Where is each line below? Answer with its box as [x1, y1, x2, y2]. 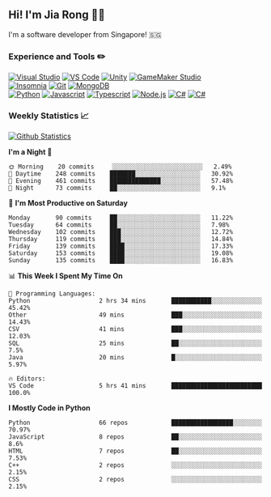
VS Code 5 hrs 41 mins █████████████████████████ [8, 382, 263, 390]
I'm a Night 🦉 [8, 147, 53, 157]
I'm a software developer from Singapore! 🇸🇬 [8, 29, 162, 39]
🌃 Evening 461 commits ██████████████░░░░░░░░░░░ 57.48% [8, 177, 233, 185]
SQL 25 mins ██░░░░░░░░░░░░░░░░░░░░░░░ [8, 339, 263, 348]
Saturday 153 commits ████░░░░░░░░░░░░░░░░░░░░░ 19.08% [8, 249, 233, 257]
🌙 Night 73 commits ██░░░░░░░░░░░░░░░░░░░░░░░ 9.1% [8, 184, 227, 193]
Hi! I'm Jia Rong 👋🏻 [8, 8, 106, 22]
